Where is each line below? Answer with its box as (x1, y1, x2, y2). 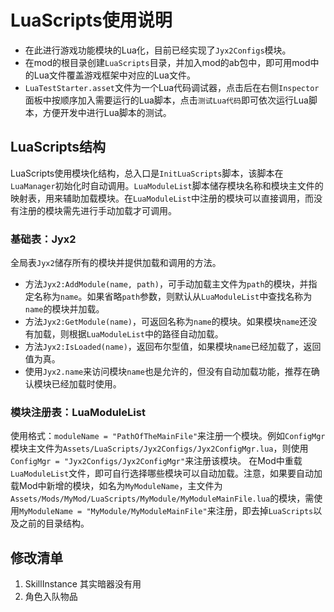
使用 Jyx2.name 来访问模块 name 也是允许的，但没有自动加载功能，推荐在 (24, 366, 312, 378)
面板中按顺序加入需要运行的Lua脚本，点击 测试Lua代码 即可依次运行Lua (24, 94, 309, 106)
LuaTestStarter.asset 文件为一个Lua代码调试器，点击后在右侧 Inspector (24, 81, 320, 93)
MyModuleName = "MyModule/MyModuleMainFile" (19, 507, 208, 517)
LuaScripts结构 (10, 139, 107, 156)
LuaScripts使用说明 (10, 9, 173, 32)
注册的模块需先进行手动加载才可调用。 (18, 204, 177, 216)
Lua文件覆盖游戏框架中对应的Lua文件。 (33, 69, 196, 81)
